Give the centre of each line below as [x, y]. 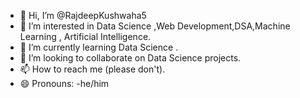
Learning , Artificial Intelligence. [85, 36]
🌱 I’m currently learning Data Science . [99, 47]
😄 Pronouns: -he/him [64, 83]
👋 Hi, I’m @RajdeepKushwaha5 [83, 15]
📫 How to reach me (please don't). [92, 69]
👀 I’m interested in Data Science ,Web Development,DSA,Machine [155, 26]
